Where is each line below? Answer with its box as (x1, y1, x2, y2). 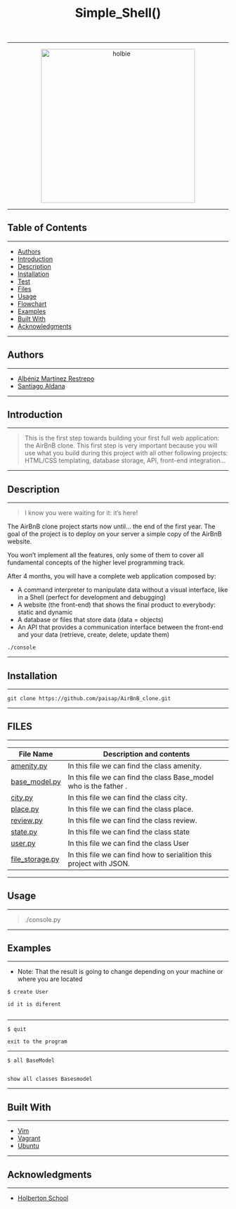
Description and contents (103, 749, 190, 759)
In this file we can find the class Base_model (67, 772, 214, 782)
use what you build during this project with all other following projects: (24, 449, 228, 457)
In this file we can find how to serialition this (67, 849, 212, 859)
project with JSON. (67, 859, 130, 868)
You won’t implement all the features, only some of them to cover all (7, 551, 204, 559)
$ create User (7, 989, 49, 996)
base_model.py (11, 776, 61, 786)
